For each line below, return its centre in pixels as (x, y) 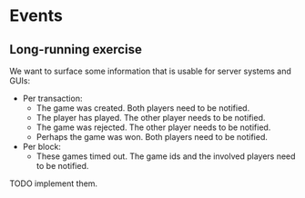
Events (36, 16)
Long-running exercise (76, 49)
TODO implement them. (54, 183)
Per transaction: (52, 98)
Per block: (42, 147)
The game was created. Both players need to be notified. (143, 108)
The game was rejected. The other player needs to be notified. (153, 127)
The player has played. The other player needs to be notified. (151, 118)
